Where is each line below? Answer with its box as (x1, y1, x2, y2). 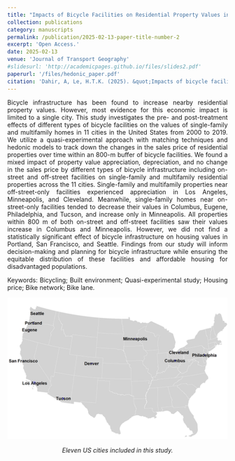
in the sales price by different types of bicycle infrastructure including (7, 165, 215, 173)
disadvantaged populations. (7, 262, 87, 270)
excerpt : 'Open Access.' (7, 41, 80, 48)
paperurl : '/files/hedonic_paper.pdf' (7, 70, 120, 77)
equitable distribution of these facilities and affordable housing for (7, 255, 228, 263)
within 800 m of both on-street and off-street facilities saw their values (7, 218, 228, 226)
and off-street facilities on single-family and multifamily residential (27, 173, 228, 181)
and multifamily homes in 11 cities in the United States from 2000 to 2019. (7, 128, 228, 136)
